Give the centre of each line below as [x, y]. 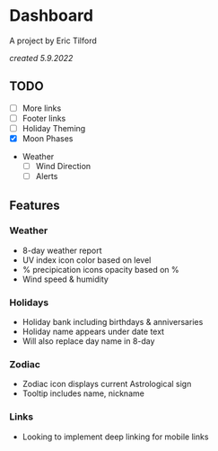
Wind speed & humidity [65, 279]
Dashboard [52, 16]
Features [35, 205]
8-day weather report [62, 250]
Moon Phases [48, 138]
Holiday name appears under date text [93, 332]
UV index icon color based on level [87, 260]
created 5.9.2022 [41, 58]
